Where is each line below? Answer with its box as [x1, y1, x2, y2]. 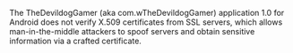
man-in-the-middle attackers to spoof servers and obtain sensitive [9, 26, 255, 36]
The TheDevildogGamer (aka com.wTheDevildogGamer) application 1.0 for [9, 8, 285, 18]
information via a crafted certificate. [9, 35, 142, 46]
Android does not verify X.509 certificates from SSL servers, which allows [9, 17, 283, 27]
